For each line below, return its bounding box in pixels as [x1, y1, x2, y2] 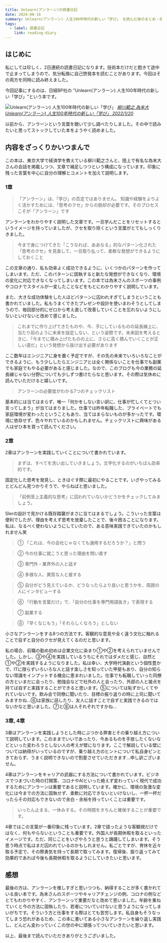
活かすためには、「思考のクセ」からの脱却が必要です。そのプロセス [21, 202, 159, 208]
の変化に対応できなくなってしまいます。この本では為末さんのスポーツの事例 [5, 277, 162, 283]
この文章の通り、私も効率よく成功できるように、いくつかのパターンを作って [5, 265, 162, 270]
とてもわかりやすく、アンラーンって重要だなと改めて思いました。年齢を [5, 897, 153, 903]
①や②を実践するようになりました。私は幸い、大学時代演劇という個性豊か [5, 660, 161, 666]
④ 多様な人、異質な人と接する [17, 571, 82, 578]
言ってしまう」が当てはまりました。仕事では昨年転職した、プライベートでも [5, 404, 162, 411]
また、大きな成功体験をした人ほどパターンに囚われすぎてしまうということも [5, 294, 162, 300]
